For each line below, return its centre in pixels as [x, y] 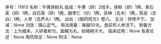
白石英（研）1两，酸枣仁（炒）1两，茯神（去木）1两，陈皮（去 [94, 13]
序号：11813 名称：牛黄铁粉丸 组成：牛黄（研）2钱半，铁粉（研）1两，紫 [77, 7]
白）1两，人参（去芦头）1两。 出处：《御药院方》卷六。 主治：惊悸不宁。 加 [80, 19]
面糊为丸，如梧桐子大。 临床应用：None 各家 [105, 31]
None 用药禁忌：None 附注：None [48, 37]
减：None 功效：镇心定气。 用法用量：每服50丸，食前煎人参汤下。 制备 [76, 25]
